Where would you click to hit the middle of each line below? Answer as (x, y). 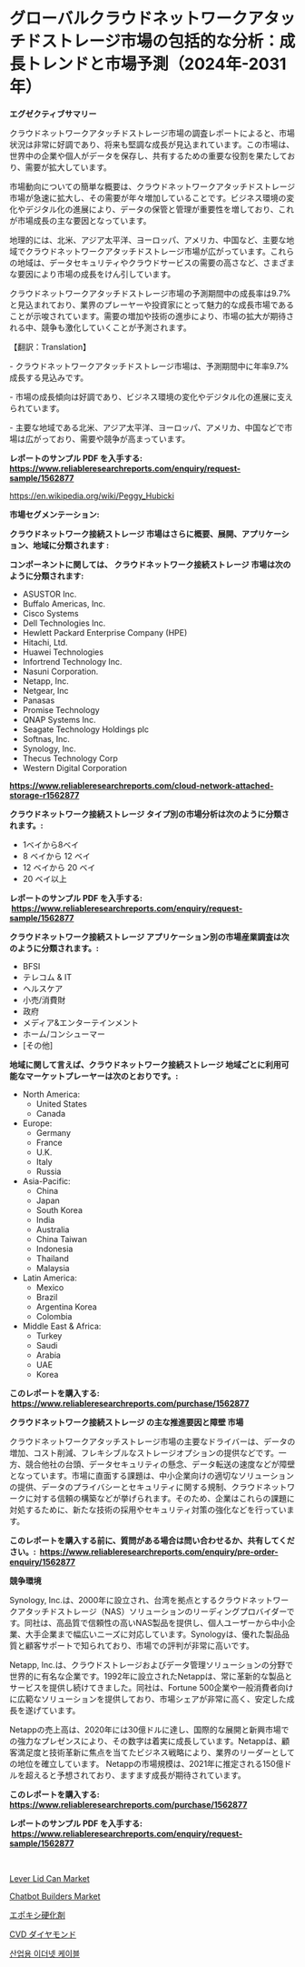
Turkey (49, 1335)
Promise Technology (61, 709)
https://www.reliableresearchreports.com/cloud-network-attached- (142, 785)
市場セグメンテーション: (54, 514)
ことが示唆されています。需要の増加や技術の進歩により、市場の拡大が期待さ (152, 316)
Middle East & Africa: (62, 1326)
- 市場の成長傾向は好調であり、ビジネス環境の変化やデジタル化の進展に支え (151, 396)
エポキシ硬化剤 (37, 1914)
